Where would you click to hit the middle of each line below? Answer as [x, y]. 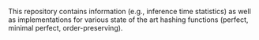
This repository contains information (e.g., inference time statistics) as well [129, 11]
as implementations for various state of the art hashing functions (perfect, [128, 20]
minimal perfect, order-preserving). [66, 28]
